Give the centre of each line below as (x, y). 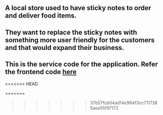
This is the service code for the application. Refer (81, 64)
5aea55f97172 (104, 108)
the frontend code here (41, 72)
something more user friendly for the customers (80, 40)
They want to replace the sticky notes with (71, 32)
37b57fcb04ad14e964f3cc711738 (124, 103)
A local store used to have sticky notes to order (78, 8)
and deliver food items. (41, 16)
